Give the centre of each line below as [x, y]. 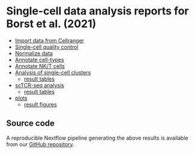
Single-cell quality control [47, 47]
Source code [31, 124]
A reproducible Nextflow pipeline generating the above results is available [97, 138]
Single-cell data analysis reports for [97, 11]
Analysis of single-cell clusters [53, 72]
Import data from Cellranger [49, 40]
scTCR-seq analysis [39, 85]
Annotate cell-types [39, 60]
